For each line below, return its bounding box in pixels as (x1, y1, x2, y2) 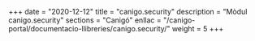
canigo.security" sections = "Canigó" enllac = (8, 15, 162, 25)
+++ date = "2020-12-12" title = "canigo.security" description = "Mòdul (8, 7, 248, 16)
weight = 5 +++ (171, 24, 224, 33)
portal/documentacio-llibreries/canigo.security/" (8, 24, 171, 33)
